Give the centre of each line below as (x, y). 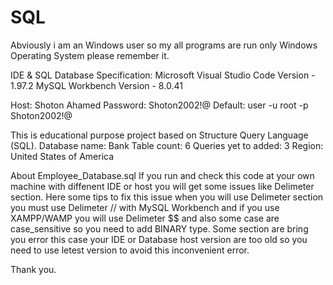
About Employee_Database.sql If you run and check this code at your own (162, 175)
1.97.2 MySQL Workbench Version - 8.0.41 (96, 85)
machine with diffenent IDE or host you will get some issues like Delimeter (162, 186)
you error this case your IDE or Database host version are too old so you (159, 239)
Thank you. (33, 269)
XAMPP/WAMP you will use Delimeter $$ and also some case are (145, 218)
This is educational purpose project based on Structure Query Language (159, 135)
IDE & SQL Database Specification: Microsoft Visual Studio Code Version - (163, 75)
